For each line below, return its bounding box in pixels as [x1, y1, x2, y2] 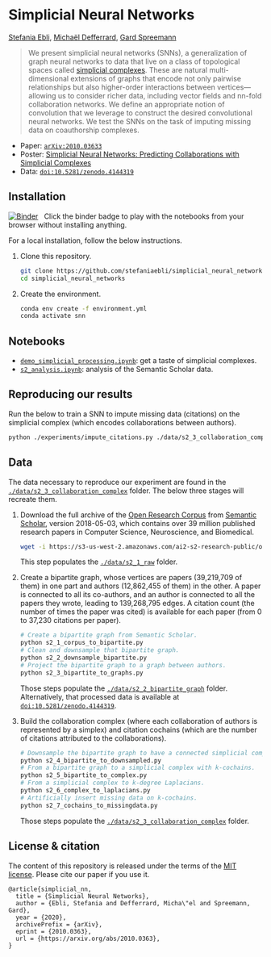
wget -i [19, 542, 46, 550]
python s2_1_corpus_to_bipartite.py [19, 639, 144, 647]
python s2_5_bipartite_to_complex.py [19, 771, 148, 779]
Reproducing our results [8, 387, 133, 401]
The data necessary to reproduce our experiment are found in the [8, 477, 227, 487]
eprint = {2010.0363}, [15, 927, 92, 935]
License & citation [8, 839, 101, 853]
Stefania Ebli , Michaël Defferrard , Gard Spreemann [8, 32, 177, 42]
